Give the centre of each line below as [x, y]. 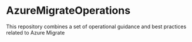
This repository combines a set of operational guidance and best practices [96, 26]
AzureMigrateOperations [68, 11]
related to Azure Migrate [36, 32]
